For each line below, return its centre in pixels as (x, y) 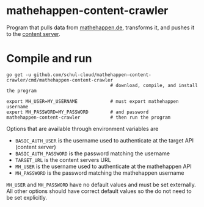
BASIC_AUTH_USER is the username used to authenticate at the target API (104, 140)
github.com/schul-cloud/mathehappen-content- (92, 75)
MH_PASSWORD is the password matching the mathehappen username (100, 173)
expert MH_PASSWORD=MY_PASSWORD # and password (78, 112)
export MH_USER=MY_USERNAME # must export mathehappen (93, 101)
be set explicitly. (27, 197)
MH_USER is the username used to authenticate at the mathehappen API (103, 166)
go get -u (19, 75)
